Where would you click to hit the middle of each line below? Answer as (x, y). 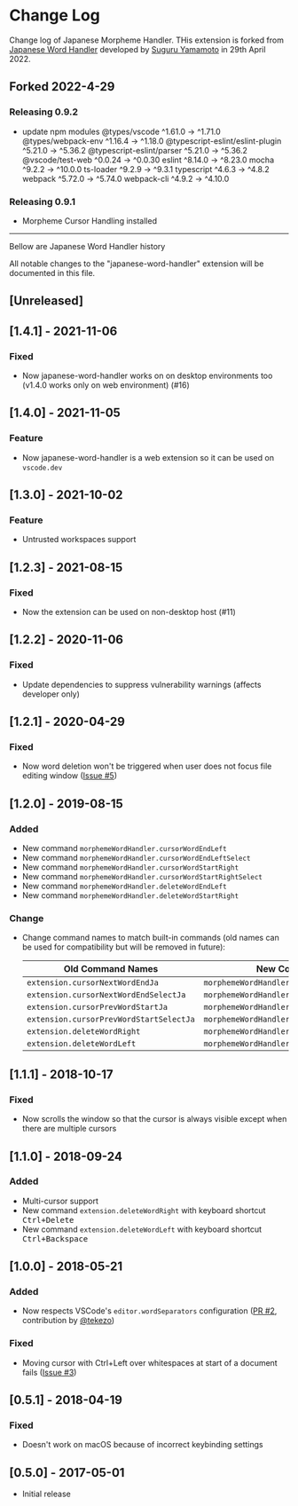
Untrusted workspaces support (79, 540)
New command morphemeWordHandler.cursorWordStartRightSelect (142, 877)
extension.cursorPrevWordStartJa (97, 1007)
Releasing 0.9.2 (43, 112)
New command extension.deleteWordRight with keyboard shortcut (144, 1210)
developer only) (51, 694)
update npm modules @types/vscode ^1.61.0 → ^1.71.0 (122, 131)
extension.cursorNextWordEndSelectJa (106, 995)
